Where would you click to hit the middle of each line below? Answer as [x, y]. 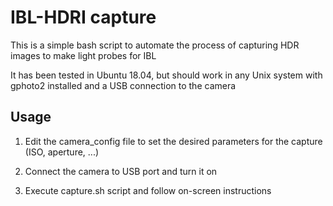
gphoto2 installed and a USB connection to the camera [123, 85]
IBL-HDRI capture [83, 17]
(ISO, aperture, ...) [62, 152]
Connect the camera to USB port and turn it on [121, 171]
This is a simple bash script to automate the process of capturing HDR [155, 45]
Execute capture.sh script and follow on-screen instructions [148, 190]
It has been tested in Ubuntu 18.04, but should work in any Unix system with [166, 75]
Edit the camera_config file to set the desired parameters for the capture [173, 141]
